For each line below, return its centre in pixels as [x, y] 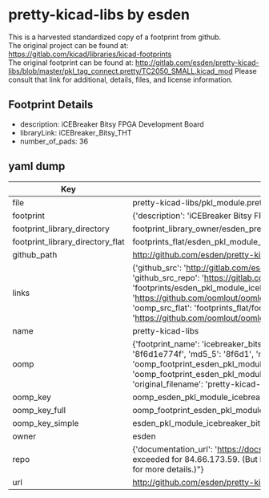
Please [246, 71]
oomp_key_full [39, 410]
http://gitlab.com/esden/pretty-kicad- [197, 63]
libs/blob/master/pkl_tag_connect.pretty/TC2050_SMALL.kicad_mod [121, 71]
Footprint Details [51, 105]
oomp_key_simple [46, 423]
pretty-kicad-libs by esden [99, 15]
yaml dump [37, 166]
